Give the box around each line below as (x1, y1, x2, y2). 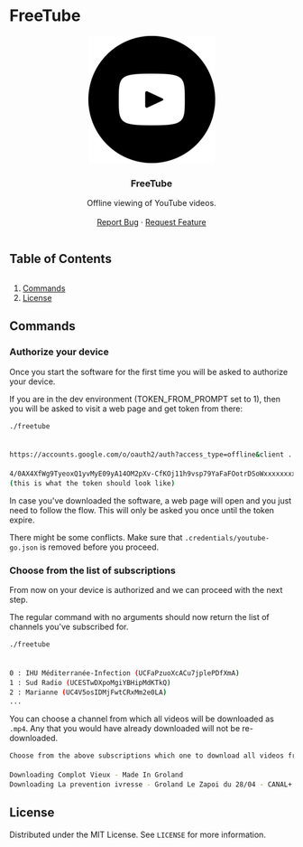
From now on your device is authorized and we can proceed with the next (9, 585, 283, 596)
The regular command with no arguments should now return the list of (9, 612, 271, 623)
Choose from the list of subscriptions (9, 564, 176, 577)
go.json (9, 543, 39, 552)
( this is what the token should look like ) (9, 478, 176, 488)
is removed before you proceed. (40, 541, 160, 552)
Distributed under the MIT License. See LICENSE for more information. (9, 829, 266, 840)
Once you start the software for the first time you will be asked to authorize (9, 366, 289, 377)
